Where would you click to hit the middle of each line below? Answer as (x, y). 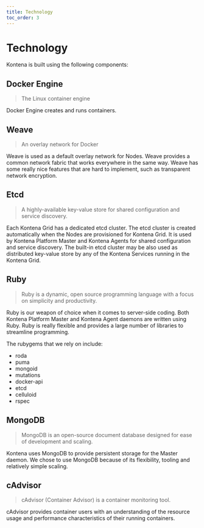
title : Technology (30, 12)
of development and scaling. (57, 441)
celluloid (26, 394)
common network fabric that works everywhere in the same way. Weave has (102, 163)
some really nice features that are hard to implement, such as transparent (98, 169)
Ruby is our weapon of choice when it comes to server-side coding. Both (98, 313)
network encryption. (32, 176)
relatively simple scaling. (37, 466)
